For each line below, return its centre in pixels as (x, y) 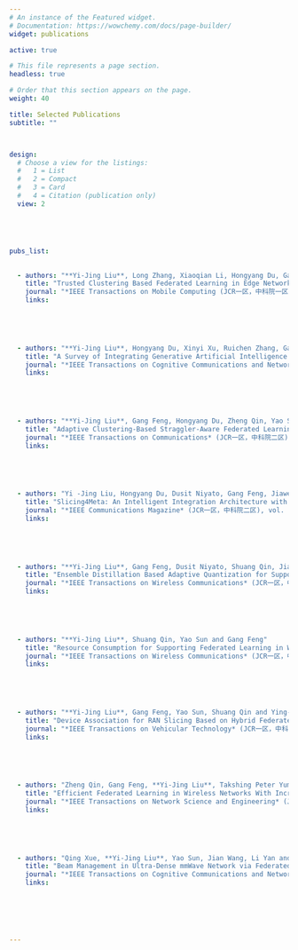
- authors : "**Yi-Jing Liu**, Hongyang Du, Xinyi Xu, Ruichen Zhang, (148, 348)
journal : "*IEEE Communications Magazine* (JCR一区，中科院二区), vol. (155, 511)
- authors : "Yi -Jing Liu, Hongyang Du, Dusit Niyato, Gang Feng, (142, 494)
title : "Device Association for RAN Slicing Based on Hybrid (140, 720)
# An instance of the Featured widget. (83, 17)
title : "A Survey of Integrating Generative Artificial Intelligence (157, 356)
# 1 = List (41, 171)
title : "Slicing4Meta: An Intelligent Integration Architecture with (157, 503)
